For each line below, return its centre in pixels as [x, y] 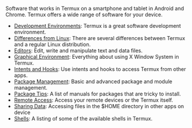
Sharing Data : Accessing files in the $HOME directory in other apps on [99, 106]
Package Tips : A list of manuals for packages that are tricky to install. [97, 94]
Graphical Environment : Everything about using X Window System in [96, 57]
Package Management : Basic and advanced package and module [93, 81]
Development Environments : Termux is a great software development [97, 26]
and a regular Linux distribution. [52, 44]
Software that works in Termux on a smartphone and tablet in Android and [95, 8]
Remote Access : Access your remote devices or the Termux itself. [93, 100]
